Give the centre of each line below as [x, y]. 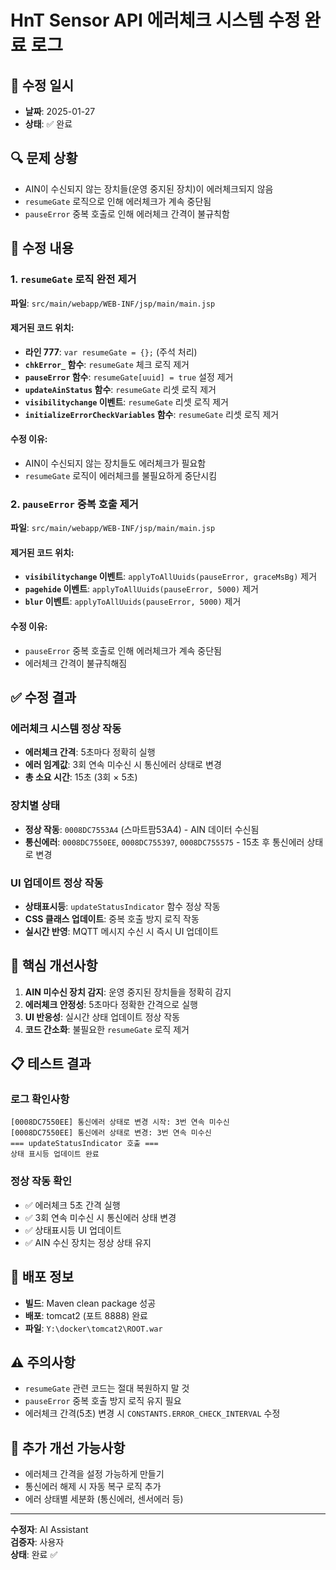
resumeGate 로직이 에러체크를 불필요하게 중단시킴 [121, 475]
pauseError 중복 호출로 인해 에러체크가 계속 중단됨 [123, 650]
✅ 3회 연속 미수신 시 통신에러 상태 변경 [100, 1217]
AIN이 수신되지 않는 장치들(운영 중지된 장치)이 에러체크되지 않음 [149, 188]
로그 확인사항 [40, 1099]
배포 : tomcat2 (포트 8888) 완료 [86, 1315]
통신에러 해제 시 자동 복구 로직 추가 [93, 1487]
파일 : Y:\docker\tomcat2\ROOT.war [93, 1328]
